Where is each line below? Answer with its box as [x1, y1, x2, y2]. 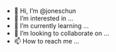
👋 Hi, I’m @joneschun [13, 7, 76, 15]
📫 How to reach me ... [13, 37, 79, 45]
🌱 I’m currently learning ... [13, 22, 89, 30]
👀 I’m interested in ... [13, 14, 74, 22]
